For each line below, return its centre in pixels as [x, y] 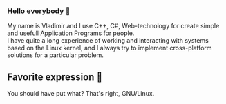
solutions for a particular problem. [55, 55]
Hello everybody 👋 [39, 11]
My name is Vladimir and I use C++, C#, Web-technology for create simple [113, 26]
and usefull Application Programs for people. [71, 33]
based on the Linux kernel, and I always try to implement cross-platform [110, 48]
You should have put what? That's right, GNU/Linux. [81, 94]
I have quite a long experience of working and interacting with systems [108, 41]
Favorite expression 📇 [55, 77]
